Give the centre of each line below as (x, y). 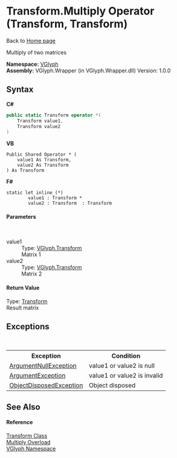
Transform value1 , (40, 121)
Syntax (20, 90)
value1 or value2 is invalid (126, 376)
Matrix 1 (31, 254)
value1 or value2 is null (122, 366)
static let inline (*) (35, 193)
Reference (20, 422)
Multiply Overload (28, 442)
